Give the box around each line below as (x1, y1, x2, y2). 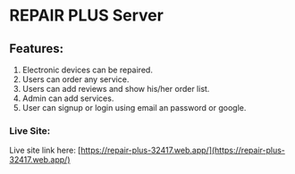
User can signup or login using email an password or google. (21, 103, 247, 112)
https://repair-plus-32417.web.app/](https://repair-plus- (80, 145, 286, 156)
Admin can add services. (21, 93, 114, 104)
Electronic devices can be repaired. (21, 64, 154, 75)
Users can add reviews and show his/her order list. (21, 84, 210, 94)
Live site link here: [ (9, 145, 81, 156)
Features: (9, 41, 64, 56)
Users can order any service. (21, 74, 130, 85)
